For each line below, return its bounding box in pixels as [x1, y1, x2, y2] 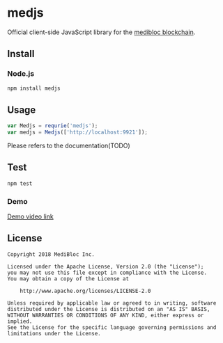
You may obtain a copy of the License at [7, 275, 130, 282]
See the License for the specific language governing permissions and [7, 324, 217, 331]
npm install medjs [7, 85, 61, 92]
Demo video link [7, 212, 54, 221]
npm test [7, 180, 33, 187]
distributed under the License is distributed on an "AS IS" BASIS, [7, 305, 210, 312]
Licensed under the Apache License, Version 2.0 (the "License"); [7, 263, 204, 270]
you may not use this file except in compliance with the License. [7, 269, 208, 276]
